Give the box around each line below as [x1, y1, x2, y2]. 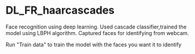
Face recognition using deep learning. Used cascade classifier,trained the [5, 23, 187, 30]
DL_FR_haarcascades [5, 4, 114, 17]
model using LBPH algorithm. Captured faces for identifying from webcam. [5, 29, 189, 36]
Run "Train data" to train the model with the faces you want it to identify [5, 41, 182, 48]
